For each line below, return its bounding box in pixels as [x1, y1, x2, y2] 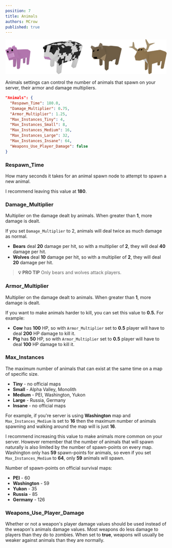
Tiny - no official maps [12, 381, 61, 387]
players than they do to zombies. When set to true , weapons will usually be [5, 532, 164, 538]
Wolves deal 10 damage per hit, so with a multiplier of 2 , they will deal [12, 254, 161, 260]
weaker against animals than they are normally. [5, 537, 105, 543]
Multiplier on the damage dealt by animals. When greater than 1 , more [5, 213, 153, 219]
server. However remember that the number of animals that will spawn [5, 439, 154, 445]
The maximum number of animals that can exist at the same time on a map [5, 366, 163, 372]
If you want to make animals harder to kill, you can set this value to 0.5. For [5, 309, 164, 315]
